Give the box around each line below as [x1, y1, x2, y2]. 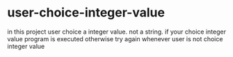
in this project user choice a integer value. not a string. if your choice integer [7, 27, 226, 36]
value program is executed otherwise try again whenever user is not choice [7, 34, 223, 43]
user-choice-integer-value [7, 5, 166, 21]
